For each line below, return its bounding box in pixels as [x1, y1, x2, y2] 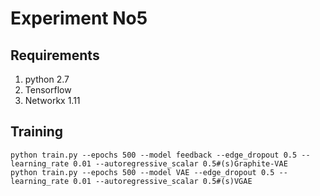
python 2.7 [24, 73, 70, 85]
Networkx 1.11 [24, 95, 81, 106]
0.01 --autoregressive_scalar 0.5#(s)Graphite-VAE [73, 158, 288, 169]
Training [10, 123, 64, 141]
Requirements [10, 47, 100, 64]
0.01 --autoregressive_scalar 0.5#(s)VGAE [73, 176, 253, 186]
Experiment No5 [10, 7, 148, 30]
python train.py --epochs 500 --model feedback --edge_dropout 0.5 [10, 150, 298, 160]
